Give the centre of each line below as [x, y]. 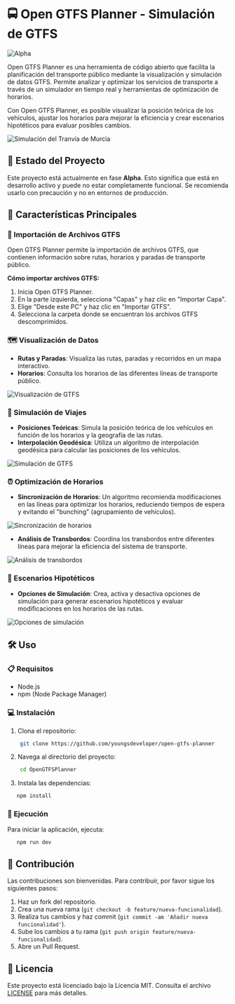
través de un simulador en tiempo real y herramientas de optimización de [113, 89]
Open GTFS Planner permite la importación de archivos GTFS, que [103, 250]
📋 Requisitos [31, 669]
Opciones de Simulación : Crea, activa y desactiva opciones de [109, 593]
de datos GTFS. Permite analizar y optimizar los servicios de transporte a [113, 81]
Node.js [29, 687]
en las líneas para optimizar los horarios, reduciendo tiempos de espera [121, 504]
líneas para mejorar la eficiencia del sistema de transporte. [102, 547]
